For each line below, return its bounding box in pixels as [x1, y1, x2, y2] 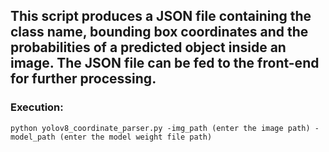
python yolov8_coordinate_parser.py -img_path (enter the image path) [10, 123, 311, 133]
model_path [10, 132, 56, 142]
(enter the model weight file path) [59, 132, 213, 142]
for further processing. [10, 70, 157, 88]
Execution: [10, 100, 64, 114]
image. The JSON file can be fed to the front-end [10, 55, 320, 72]
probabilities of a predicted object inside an [10, 39, 287, 56]
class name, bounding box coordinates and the [10, 24, 309, 41]
